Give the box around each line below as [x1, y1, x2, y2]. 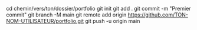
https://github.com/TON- [127, 11, 189, 18]
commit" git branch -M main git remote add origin [6, 11, 127, 18]
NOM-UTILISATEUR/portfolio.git [6, 18, 84, 24]
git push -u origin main [85, 18, 140, 24]
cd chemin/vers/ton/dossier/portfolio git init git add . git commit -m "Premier [6, 5, 191, 12]
